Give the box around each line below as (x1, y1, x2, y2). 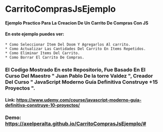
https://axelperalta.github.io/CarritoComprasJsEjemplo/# (5, 120, 146, 127)
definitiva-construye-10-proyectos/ (5, 102, 80, 108)
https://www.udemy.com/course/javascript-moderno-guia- (16, 97, 141, 103)
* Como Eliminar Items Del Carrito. (5, 51, 80, 55)
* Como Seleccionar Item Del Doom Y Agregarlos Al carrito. (5, 42, 131, 47)
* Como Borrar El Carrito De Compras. (5, 55, 84, 60)
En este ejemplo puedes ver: (5, 31, 65, 37)
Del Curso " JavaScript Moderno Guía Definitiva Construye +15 (5, 79, 158, 85)
